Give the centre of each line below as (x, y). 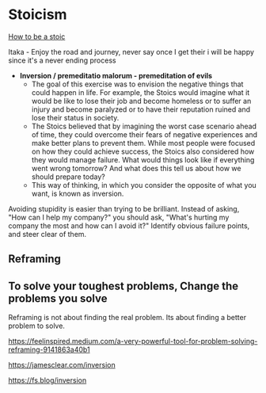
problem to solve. (37, 326)
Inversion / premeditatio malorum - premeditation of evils (116, 75)
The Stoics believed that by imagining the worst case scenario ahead (144, 126)
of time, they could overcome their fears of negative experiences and (144, 134)
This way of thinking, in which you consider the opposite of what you (144, 185)
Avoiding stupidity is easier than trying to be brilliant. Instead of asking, (124, 208)
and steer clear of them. (47, 234)
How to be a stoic (37, 36)
